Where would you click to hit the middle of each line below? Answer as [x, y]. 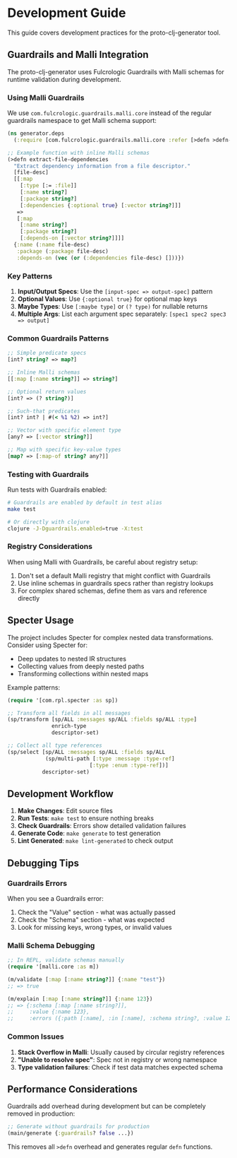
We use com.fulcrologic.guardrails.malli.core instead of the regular [109, 113]
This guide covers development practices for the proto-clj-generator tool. [114, 33]
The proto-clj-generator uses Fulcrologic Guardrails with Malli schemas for [116, 71]
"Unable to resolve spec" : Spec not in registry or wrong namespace [117, 1059]
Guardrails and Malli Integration [78, 55]
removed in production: [41, 1113]
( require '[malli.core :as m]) [53, 967]
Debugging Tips [43, 863]
